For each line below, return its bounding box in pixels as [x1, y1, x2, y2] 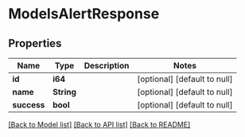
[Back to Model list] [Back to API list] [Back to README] [8, 120, 191, 129]
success [12, 100, 45, 110]
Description [84, 61, 130, 71]
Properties [8, 37, 62, 50]
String [52, 87, 77, 97]
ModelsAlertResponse [8, 5, 160, 23]
